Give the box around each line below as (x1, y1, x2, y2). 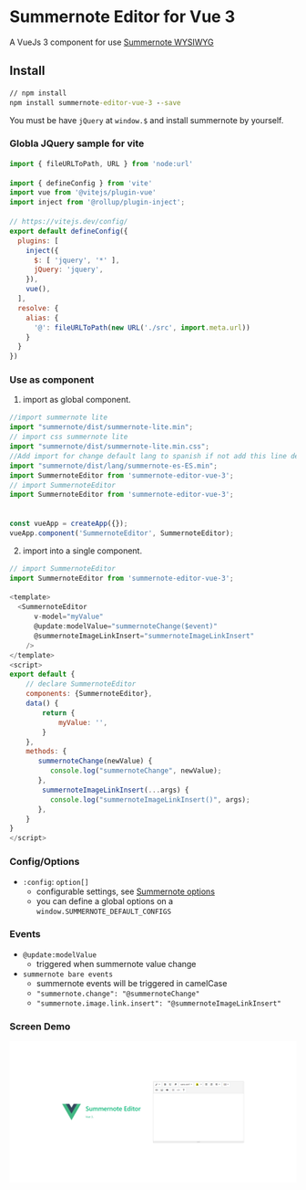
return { (42, 708, 76, 718)
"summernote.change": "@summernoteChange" (36, 989, 200, 998)
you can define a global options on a (36, 895, 174, 906)
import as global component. (22, 395, 131, 405)
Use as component (9, 374, 95, 386)
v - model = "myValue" (33, 612, 104, 622)
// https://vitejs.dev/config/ (9, 217, 128, 226)
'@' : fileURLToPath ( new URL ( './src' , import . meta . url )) (33, 322, 250, 332)
